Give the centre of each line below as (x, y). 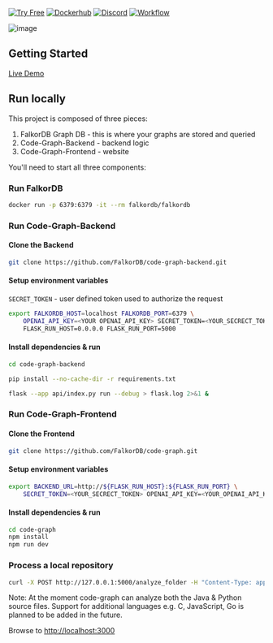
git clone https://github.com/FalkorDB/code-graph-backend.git (118, 262)
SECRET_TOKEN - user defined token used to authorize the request (116, 299)
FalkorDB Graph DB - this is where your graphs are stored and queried (138, 134)
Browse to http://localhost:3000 (62, 631)
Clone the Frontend (42, 434)
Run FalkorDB (36, 188)
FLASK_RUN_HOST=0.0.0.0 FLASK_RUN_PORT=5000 (100, 329)
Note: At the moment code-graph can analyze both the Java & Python (125, 598)
